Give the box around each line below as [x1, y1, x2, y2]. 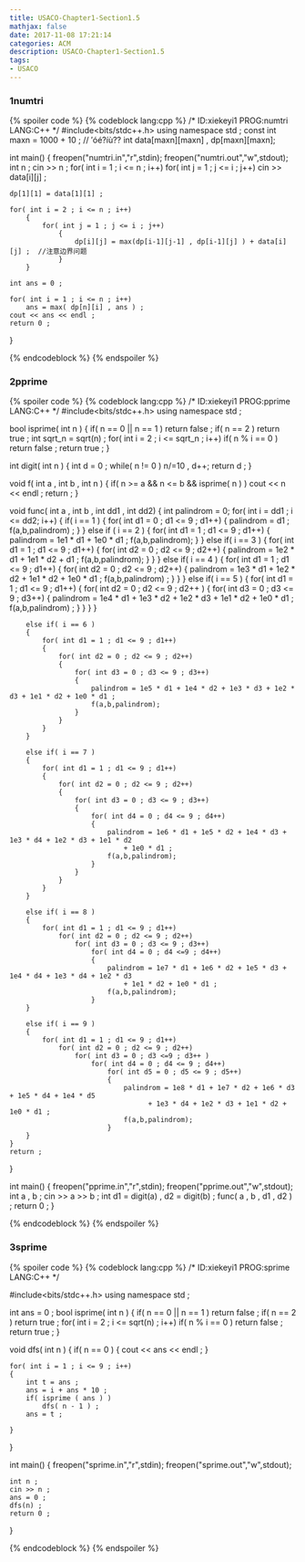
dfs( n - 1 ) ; [42, 1401, 100, 1410]
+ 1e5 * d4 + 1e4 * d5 [9, 1092, 96, 1101]
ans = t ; [25, 1410, 64, 1419]
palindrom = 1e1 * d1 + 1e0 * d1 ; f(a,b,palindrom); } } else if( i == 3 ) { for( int [9, 535, 294, 546]
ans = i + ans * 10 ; [25, 1385, 107, 1395]
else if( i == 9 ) [25, 1020, 96, 1029]
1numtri [9, 94, 44, 107]
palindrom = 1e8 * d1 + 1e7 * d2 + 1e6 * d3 [123, 1084, 296, 1093]
